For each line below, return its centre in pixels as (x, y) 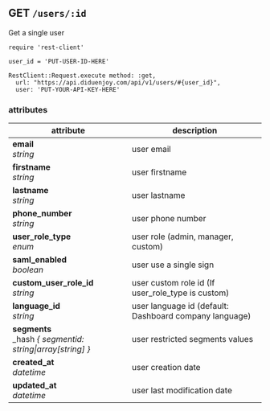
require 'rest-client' (46, 47)
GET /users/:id (47, 13)
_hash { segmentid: (48, 339)
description (195, 130)
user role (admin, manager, (183, 236)
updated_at (35, 385)
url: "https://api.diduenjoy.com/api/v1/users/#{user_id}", (118, 82)
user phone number (169, 219)
